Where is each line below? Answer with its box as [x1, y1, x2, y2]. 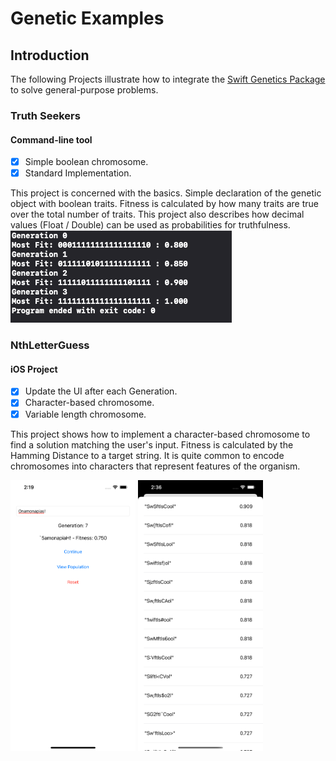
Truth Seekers [10, 108, 81, 122]
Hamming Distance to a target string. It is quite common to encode [10, 449, 285, 461]
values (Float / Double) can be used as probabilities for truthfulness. [10, 219, 291, 231]
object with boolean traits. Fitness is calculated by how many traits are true [10, 198, 319, 210]
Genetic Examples [10, 7, 165, 30]
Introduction [10, 47, 90, 64]
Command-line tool [10, 133, 93, 146]
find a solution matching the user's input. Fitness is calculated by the [10, 438, 294, 451]
